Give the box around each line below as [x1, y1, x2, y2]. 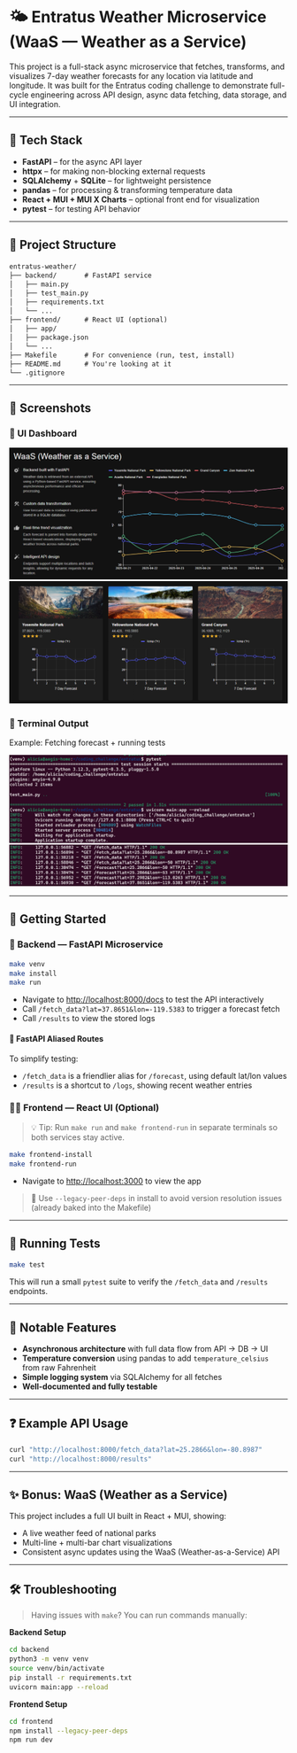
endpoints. [9, 1286, 49, 1297]
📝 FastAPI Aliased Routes [9, 1033, 104, 1043]
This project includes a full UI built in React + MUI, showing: [9, 1511, 227, 1522]
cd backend [9, 1645, 49, 1655]
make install [9, 969, 57, 978]
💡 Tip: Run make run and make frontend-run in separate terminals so [30, 1121, 278, 1132]
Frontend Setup [9, 1698, 68, 1710]
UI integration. [9, 98, 61, 109]
